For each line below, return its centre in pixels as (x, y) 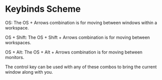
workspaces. (18, 42)
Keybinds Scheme (43, 9)
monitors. (15, 57)
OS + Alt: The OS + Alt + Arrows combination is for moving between (74, 52)
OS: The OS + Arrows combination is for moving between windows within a (81, 23)
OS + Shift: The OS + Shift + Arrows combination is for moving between (78, 37)
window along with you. (29, 72)
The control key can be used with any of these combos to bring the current (81, 67)
